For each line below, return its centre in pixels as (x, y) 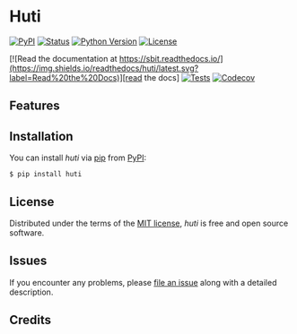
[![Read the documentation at (64, 58)
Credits (31, 320)
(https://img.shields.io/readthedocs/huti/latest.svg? (104, 68)
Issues (28, 261)
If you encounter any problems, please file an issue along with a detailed (143, 282)
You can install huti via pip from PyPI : (78, 158)
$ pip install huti (46, 175)
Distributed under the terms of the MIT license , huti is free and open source (149, 223)
